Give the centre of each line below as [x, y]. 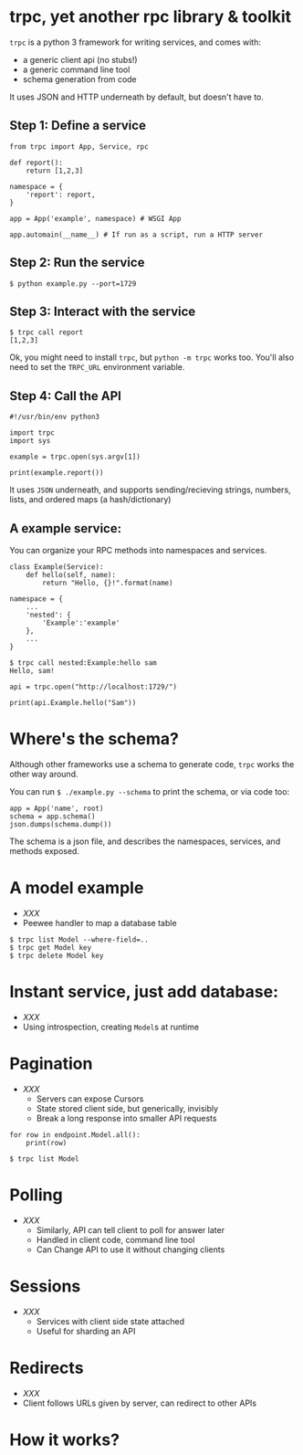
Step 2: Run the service [77, 263]
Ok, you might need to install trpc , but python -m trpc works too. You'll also [152, 357]
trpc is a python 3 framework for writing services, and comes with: [136, 42]
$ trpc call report [47, 332]
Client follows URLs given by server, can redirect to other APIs [140, 1403]
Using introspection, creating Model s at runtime [110, 1027]
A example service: [65, 528]
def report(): [37, 163]
